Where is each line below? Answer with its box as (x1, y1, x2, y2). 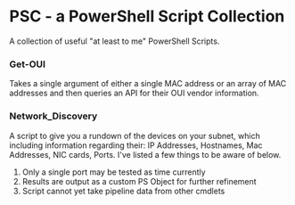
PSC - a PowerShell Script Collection (9, 6, 285, 27)
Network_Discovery (9, 110, 98, 122)
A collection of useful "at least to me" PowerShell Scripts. (9, 36, 220, 46)
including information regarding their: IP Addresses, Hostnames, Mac (9, 140, 263, 151)
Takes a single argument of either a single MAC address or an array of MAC (9, 78, 287, 89)
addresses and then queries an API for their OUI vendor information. (9, 87, 260, 99)
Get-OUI (9, 58, 46, 70)
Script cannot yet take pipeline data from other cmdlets (21, 185, 225, 196)
